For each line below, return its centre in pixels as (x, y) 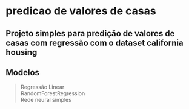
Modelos (23, 73)
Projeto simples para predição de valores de (90, 33)
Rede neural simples (46, 100)
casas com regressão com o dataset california (94, 42)
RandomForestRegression (53, 93)
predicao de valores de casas (81, 11)
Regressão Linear (42, 87)
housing (22, 52)
